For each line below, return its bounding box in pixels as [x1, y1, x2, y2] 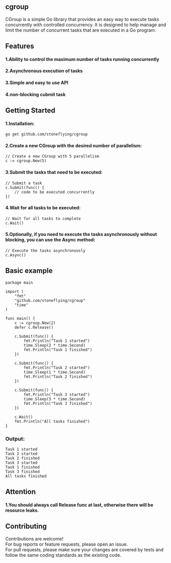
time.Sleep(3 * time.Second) [23, 396, 86, 402]
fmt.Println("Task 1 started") [23, 338, 90, 343]
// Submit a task [5, 180, 42, 186]
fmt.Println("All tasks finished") [14, 419, 90, 424]
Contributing [5, 522, 47, 531]
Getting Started [5, 106, 56, 115]
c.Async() [5, 252, 27, 257]
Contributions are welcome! [5, 535, 64, 542]
